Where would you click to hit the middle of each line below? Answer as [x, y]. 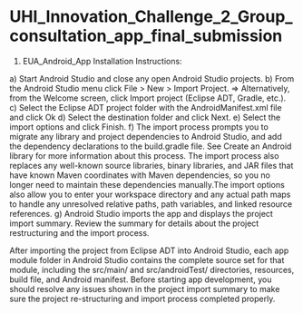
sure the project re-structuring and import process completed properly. [142, 298]
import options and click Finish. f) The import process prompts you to [139, 127]
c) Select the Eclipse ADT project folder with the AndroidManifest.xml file [146, 107]
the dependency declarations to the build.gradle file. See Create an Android [151, 146]
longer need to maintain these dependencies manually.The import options [147, 184]
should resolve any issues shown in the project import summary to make [145, 289]
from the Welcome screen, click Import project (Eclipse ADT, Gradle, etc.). [148, 98]
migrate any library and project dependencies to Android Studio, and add [146, 136]
